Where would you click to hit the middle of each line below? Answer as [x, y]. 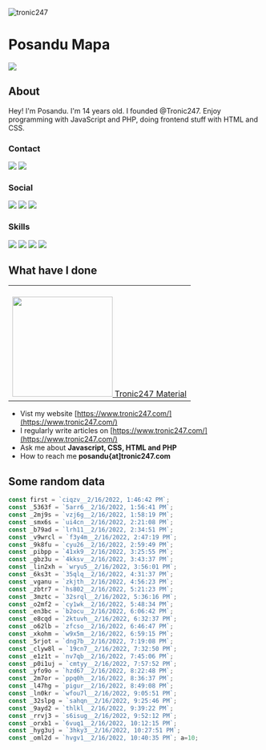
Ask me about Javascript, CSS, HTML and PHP [98, 447]
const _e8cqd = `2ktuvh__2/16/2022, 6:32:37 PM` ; [93, 619]
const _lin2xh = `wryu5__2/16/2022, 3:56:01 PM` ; [93, 567]
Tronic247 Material [151, 394]
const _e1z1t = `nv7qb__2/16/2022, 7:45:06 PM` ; [91, 656]
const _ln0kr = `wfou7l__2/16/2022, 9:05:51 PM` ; [93, 694]
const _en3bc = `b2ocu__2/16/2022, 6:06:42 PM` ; [91, 612]
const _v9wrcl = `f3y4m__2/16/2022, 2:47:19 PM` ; [93, 537]
